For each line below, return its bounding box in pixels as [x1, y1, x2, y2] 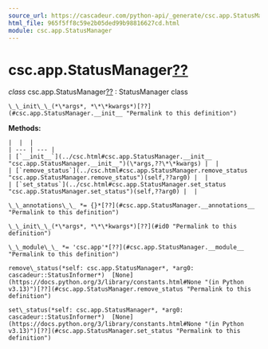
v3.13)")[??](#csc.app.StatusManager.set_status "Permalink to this [8, 327, 241, 335]
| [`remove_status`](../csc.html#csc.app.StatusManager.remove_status [8, 167, 248, 175]
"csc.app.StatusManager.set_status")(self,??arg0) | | [8, 188, 198, 196]
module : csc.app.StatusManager [8, 26, 112, 34]
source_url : [8, 11, 48, 20]
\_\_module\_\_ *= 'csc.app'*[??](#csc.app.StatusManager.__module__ [8, 244, 245, 252]
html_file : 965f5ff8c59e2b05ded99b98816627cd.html [8, 19, 180, 27]
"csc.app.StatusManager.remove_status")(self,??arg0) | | [8, 174, 209, 182]
